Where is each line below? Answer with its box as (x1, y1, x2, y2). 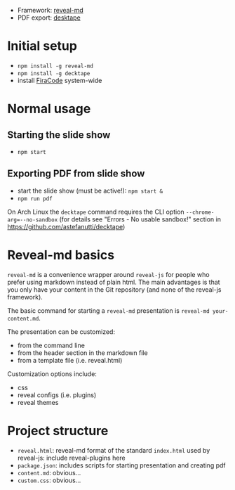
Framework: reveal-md (17, 6, 84, 14)
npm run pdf (17, 195, 53, 202)
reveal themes (17, 398, 59, 406)
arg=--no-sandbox (7, 216, 58, 224)
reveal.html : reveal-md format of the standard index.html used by (17, 446, 210, 454)
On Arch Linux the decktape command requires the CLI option (7, 207, 184, 216)
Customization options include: (7, 369, 97, 378)
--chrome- (185, 209, 215, 216)
